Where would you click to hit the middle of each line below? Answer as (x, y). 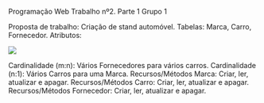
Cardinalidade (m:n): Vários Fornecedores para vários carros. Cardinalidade (132, 65)
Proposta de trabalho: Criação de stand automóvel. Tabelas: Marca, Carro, (130, 27)
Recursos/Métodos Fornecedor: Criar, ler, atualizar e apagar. (107, 91)
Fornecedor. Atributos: (45, 35)
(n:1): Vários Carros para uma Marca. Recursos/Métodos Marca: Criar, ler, (128, 74)
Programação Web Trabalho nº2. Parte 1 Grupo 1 (87, 11)
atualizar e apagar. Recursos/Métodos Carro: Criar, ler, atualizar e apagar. (128, 82)
